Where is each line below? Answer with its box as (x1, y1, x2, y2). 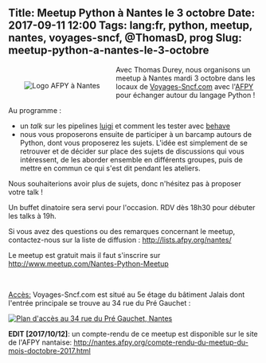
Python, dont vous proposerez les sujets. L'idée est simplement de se (19, 138, 248, 147)
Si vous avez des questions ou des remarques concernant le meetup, (8, 226, 236, 236)
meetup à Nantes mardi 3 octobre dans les (115, 73, 256, 83)
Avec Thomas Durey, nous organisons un (115, 64, 251, 74)
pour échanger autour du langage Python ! (115, 90, 256, 100)
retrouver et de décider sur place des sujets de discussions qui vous (19, 146, 244, 156)
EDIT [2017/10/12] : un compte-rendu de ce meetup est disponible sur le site (8, 329, 258, 338)
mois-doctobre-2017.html (8, 345, 92, 355)
